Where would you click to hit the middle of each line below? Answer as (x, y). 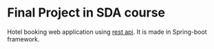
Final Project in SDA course (86, 13)
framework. (23, 39)
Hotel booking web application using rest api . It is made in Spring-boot (107, 32)
